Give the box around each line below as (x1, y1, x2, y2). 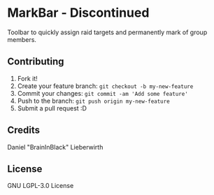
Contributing (7, 56, 64, 68)
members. (7, 35, 37, 43)
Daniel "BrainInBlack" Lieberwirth (7, 143, 104, 151)
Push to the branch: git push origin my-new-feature (17, 96, 170, 105)
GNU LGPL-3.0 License (7, 182, 74, 190)
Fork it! (17, 74, 38, 82)
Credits (7, 124, 41, 136)
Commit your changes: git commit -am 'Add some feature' (17, 89, 189, 97)
